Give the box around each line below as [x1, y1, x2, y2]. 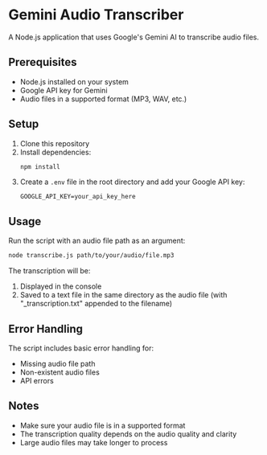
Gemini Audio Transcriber [8, 6, 184, 24]
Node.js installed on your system [19, 76, 129, 86]
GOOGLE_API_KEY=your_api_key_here [19, 193, 136, 201]
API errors [19, 375, 54, 385]
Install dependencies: [19, 147, 92, 157]
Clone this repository [19, 138, 90, 148]
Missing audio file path [19, 359, 96, 368]
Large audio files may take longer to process [19, 437, 168, 447]
